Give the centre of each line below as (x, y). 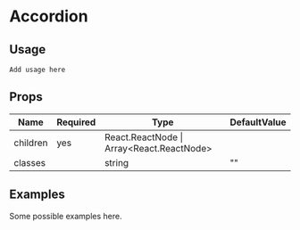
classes (30, 162)
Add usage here (37, 70)
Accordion (49, 16)
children (31, 143)
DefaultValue (258, 122)
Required (76, 122)
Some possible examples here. (66, 216)
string (117, 162)
